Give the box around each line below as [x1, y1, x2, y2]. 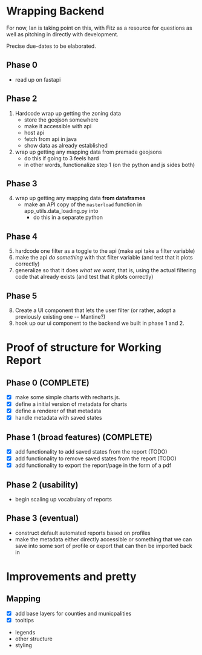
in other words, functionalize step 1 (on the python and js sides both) [24, 161, 195, 168]
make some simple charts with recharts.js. [15, 394, 121, 400]
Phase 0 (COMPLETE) [6, 377, 90, 388]
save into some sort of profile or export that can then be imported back [15, 542, 192, 549]
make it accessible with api [24, 122, 92, 129]
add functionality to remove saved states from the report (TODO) [15, 455, 177, 462]
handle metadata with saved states [15, 414, 102, 422]
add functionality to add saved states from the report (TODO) [15, 448, 168, 455]
